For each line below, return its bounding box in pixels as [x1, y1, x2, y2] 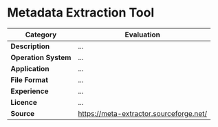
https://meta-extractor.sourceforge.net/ [78, 108, 208, 118]
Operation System [10, 52, 72, 62]
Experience [10, 86, 49, 96]
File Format [10, 75, 49, 84]
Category [25, 30, 57, 39]
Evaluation [124, 30, 160, 39]
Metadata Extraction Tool [7, 5, 155, 21]
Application [10, 63, 50, 73]
